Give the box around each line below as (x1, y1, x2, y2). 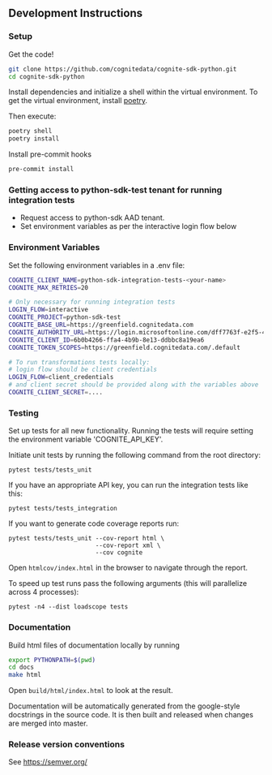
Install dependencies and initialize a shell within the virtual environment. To (8, 87, 258, 97)
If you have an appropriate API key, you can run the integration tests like (8, 480, 249, 490)
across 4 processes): (8, 588, 79, 597)
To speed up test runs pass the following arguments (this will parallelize (8, 579, 248, 588)
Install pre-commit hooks (8, 149, 91, 159)
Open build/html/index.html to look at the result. (8, 686, 173, 695)
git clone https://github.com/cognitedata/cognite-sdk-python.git (8, 65, 237, 73)
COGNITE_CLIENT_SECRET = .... (8, 389, 104, 397)
